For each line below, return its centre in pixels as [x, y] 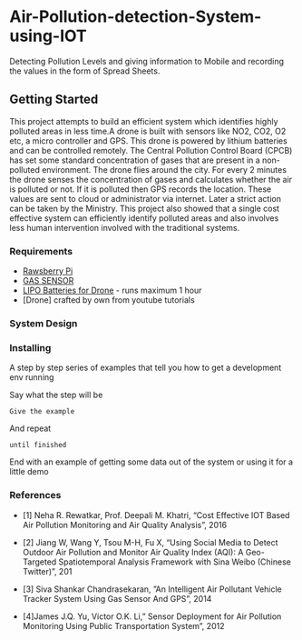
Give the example [42, 412]
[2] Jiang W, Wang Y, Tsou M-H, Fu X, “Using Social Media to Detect [150, 542]
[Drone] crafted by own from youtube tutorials [108, 300]
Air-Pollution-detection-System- [136, 17]
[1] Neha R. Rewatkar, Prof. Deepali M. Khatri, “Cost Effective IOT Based [156, 515]
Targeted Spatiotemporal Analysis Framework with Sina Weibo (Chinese [157, 562]
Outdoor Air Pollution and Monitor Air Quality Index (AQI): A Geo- [143, 552]
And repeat [30, 428]
